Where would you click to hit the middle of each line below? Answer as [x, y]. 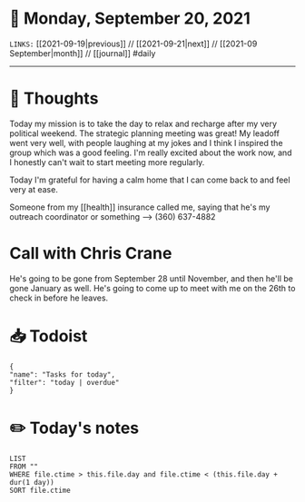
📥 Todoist [49, 336]
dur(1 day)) [32, 482]
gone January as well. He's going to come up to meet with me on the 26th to [152, 288]
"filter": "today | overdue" [64, 382]
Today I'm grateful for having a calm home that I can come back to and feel [150, 180]
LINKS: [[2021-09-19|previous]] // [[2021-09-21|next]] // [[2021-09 [133, 44]
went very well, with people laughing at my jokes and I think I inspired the [146, 143]
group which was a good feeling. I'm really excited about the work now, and [151, 153]
